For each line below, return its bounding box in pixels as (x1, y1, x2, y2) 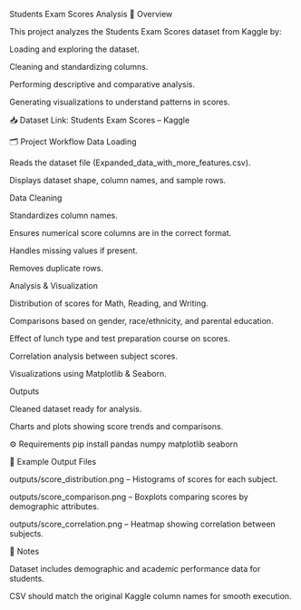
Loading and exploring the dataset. (9, 44, 141, 54)
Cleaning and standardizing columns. (9, 62, 149, 72)
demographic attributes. (9, 501, 100, 512)
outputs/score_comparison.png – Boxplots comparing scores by (9, 491, 249, 502)
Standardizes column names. (9, 210, 118, 221)
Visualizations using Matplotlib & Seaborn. (9, 369, 167, 379)
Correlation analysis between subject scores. (9, 350, 179, 361)
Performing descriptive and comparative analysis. (9, 79, 195, 90)
